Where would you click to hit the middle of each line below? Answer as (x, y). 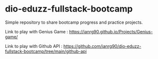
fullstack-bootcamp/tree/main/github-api (46, 51)
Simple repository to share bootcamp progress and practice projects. (74, 22)
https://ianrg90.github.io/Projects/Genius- (111, 31)
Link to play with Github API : (34, 46)
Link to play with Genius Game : (37, 31)
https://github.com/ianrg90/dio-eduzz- (102, 46)
